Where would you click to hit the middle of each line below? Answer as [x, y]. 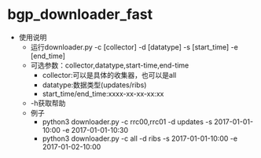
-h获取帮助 [48, 103]
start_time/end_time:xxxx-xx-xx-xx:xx [103, 94]
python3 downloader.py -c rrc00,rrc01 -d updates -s [127, 121]
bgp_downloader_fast [80, 15]
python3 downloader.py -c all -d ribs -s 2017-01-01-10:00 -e [140, 138]
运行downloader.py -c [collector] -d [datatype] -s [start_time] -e [134, 47]
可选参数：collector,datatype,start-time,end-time [110, 65]
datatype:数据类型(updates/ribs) [94, 85]
